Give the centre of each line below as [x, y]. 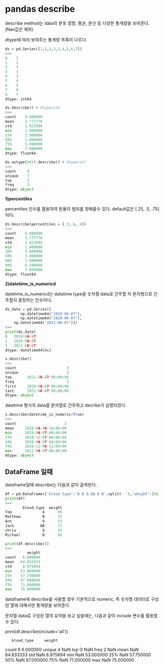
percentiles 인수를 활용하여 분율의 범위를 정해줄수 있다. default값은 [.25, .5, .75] [82, 209]
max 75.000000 [23, 589]
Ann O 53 [34, 521]
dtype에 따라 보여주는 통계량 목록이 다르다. [46, 40]
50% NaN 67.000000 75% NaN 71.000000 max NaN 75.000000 [70, 660]
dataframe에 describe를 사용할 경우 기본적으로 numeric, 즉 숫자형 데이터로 [78, 599]
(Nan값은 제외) [19, 29]
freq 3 [17, 185]
